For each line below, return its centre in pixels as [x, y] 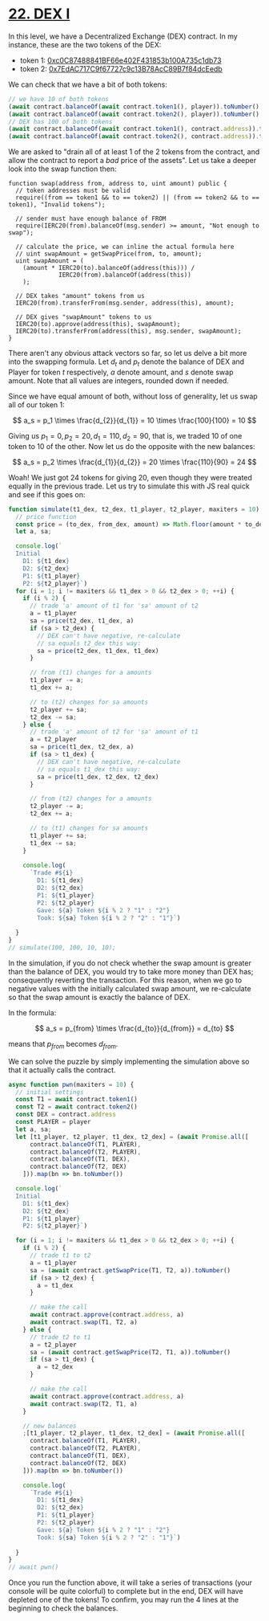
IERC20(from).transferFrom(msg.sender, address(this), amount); [125, 303]
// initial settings [50, 1092]
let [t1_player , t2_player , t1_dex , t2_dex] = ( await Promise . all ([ [132, 1137]
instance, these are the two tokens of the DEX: [85, 44]
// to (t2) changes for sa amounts [89, 702]
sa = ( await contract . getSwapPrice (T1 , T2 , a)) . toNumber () [130, 1270]
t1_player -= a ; [56, 680]
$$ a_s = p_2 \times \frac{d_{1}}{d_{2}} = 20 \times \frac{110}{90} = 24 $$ [134, 462]
